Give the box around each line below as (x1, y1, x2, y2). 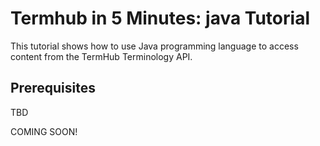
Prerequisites (10, 80, 96, 97)
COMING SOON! (10, 125, 78, 137)
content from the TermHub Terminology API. (10, 50, 193, 62)
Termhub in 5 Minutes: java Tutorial (10, 7, 310, 30)
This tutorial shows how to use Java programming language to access (10, 40, 299, 52)
